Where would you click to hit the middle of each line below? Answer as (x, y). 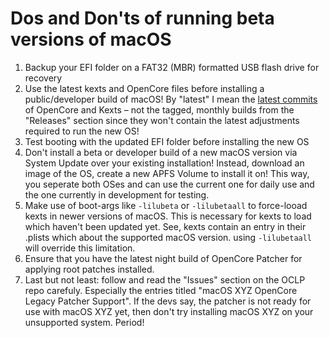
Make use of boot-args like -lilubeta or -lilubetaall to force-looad (166, 205)
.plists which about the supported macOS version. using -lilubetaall (168, 237)
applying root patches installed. (89, 269)
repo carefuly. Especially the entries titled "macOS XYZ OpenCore (161, 290)
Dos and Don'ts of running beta (142, 18)
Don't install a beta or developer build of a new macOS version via (161, 152)
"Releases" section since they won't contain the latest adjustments (162, 120)
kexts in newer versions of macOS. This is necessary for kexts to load (168, 216)
